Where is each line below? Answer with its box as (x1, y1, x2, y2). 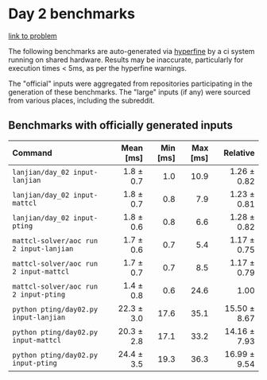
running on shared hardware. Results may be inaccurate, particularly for (8, 55, 244, 64)
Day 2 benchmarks (8, 5, 135, 23)
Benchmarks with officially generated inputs (8, 118, 233, 132)
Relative (223, 147, 255, 158)
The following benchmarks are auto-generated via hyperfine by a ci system (8, 46, 255, 56)
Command (12, 147, 53, 158)
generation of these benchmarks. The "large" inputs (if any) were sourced (8, 87, 251, 96)
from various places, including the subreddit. (8, 95, 155, 105)
